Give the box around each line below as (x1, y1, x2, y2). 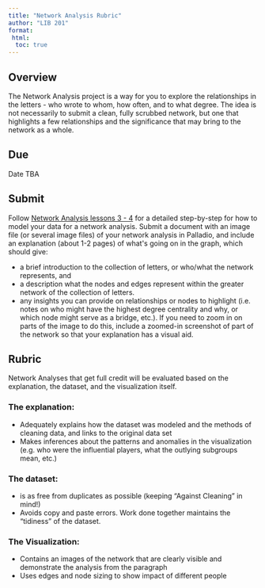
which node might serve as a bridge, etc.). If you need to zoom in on (19, 312, 243, 322)
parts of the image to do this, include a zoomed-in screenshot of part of (19, 321, 255, 330)
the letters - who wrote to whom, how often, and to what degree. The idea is (8, 100, 257, 109)
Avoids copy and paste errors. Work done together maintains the (19, 508, 231, 517)
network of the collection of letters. (19, 287, 135, 297)
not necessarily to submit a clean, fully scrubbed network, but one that (8, 108, 239, 117)
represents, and (19, 270, 72, 280)
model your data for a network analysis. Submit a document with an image (8, 221, 251, 231)
